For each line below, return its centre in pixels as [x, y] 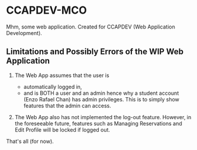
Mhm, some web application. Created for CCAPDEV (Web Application [91, 27]
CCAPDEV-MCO [46, 10]
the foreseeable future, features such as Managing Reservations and [98, 123]
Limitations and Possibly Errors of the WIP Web [95, 52]
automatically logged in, [53, 87]
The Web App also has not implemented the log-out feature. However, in [103, 117]
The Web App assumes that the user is [62, 75]
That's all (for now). [30, 141]
